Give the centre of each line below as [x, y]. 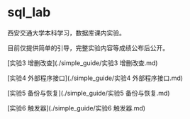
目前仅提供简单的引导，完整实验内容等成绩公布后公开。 [88, 47]
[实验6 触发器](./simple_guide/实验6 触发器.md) [77, 108]
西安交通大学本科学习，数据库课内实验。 [66, 33]
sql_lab [29, 12]
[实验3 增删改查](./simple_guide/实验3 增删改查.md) [83, 63]
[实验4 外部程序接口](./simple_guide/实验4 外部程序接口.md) [95, 78]
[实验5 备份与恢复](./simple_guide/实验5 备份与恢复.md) [89, 93]
